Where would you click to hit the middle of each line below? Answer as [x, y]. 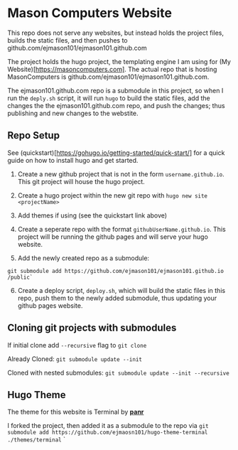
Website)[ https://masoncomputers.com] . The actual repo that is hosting [112, 69]
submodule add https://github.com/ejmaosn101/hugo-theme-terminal [108, 433]
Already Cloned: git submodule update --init [75, 359]
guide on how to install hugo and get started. [73, 160]
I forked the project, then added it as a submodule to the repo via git [108, 426]
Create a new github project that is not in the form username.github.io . [121, 174]
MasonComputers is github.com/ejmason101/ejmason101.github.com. [108, 77]
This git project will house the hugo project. [81, 181]
